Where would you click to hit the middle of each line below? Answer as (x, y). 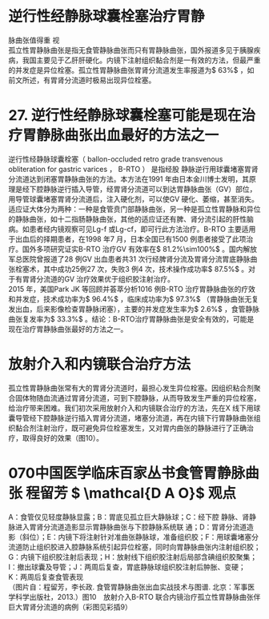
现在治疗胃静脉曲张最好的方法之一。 (68, 329)
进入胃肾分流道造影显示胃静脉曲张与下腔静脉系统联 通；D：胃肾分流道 (131, 527)
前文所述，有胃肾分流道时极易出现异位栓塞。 (82, 80)
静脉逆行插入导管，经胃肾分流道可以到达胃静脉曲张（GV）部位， (150, 189)
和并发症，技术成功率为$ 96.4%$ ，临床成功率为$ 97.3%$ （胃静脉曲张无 (130, 299)
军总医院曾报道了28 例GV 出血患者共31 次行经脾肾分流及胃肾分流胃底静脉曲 (133, 259)
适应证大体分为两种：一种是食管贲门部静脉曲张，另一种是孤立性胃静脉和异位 (134, 209)
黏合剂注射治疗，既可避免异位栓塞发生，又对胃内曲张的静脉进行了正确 (130, 428)
